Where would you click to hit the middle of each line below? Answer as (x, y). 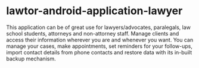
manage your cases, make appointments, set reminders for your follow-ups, (99, 46)
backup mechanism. (31, 59)
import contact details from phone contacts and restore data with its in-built (99, 52)
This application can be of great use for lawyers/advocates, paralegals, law (99, 27)
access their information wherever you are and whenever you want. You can (100, 40)
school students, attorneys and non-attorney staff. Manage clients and (93, 33)
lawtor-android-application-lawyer (94, 11)
